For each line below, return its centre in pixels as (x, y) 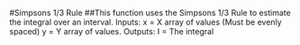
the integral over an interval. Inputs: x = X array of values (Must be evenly (145, 22)
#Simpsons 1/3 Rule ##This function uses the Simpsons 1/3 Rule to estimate (150, 13)
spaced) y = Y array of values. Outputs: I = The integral (112, 31)
